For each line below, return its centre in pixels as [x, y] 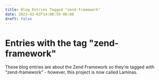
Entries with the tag [46, 43]
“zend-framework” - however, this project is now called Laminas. [71, 72]
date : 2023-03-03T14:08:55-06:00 [40, 14]
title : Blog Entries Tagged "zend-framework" [53, 10]
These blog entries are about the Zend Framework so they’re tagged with [80, 67]
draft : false [19, 19]
